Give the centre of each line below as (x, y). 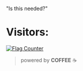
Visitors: (27, 32)
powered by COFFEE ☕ (49, 60)
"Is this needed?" (27, 9)
